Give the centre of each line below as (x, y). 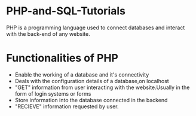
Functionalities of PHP (62, 58)
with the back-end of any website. (48, 33)
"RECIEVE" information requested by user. (67, 106)
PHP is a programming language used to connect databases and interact (96, 28)
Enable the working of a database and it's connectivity (82, 74)
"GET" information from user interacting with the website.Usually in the (102, 87)
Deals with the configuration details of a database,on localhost (92, 81)
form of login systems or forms (53, 93)
